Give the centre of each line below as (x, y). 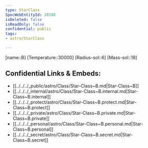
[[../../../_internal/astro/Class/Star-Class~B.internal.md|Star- (75, 91)
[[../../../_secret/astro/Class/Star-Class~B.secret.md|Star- (73, 134)
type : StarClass (22, 10)
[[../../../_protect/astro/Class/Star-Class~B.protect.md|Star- (75, 102)
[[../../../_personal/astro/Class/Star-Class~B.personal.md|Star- (78, 124)
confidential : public (28, 29)
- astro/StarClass (25, 39)
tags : (11, 34)
